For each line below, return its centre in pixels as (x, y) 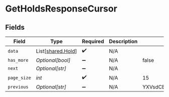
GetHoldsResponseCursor (61, 9)
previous (18, 87)
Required (93, 41)
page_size (19, 78)
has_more (18, 60)
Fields (15, 27)
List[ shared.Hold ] (57, 51)
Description (123, 41)
